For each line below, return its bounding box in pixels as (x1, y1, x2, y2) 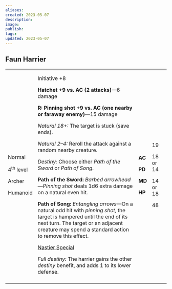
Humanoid (8, 189, 33, 196)
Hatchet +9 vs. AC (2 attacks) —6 (37, 86, 120, 93)
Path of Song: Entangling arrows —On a (37, 200, 133, 208)
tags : (5, 31, 17, 36)
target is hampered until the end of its (37, 213, 128, 220)
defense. (37, 268, 59, 275)
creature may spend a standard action (37, 226, 130, 233)
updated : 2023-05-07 (5, 36, 50, 42)
